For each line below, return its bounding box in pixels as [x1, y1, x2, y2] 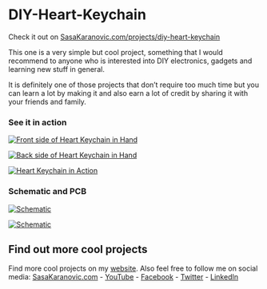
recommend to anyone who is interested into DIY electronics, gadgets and [8, 56, 253, 65]
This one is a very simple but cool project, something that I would [8, 47, 224, 57]
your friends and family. [8, 97, 86, 106]
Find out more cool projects [8, 242, 148, 256]
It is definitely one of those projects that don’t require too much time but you [8, 80, 260, 89]
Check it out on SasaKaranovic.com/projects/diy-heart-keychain [8, 32, 221, 42]
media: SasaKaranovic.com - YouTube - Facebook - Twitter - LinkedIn [8, 272, 238, 282]
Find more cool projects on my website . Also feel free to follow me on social [8, 263, 258, 273]
